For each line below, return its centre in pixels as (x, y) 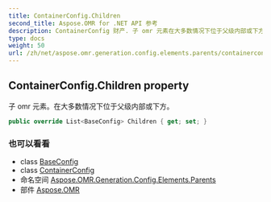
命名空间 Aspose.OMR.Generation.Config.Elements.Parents (118, 179)
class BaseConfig (49, 161)
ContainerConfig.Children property (99, 86)
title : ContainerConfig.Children (65, 16)
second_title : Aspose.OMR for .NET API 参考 (83, 23)
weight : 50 (27, 46)
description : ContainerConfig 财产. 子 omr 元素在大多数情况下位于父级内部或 (130, 31)
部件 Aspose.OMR (50, 189)
